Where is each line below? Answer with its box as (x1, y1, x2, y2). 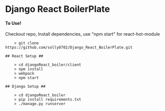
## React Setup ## (5, 54, 43, 59)
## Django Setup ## (5, 84, 46, 89)
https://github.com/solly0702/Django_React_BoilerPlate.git (5, 45, 133, 50)
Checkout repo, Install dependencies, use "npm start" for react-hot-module (5, 31, 161, 37)
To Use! (5, 20, 21, 26)
